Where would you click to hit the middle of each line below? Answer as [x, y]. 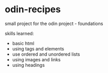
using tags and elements [38, 48]
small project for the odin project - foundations [54, 23]
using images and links [36, 59]
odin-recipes [33, 9]
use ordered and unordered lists [46, 54]
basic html [23, 43]
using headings [28, 65]
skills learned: [19, 33]
